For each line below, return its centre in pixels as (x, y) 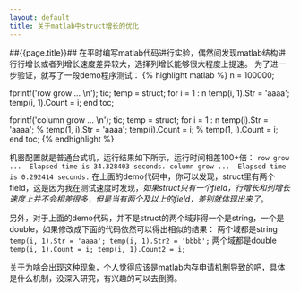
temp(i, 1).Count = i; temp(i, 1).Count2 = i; (98, 249)
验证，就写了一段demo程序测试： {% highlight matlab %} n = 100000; (146, 75)
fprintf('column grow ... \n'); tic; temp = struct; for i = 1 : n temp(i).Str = (139, 120)
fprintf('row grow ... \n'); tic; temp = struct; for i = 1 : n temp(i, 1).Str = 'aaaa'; (150, 93)
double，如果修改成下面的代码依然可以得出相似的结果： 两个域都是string (143, 228)
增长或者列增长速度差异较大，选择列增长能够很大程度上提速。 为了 (147, 64)
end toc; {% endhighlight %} (62, 139)
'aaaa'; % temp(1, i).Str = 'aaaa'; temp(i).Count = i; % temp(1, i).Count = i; (144, 129)
